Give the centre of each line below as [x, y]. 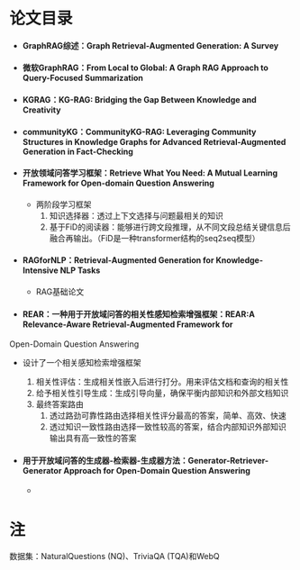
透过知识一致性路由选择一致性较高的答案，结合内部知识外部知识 [168, 427]
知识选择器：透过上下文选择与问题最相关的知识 [136, 215]
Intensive [40, 270]
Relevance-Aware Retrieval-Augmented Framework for [127, 324]
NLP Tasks [80, 270]
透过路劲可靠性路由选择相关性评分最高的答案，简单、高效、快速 [168, 416]
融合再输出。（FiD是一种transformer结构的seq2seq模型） [155, 238]
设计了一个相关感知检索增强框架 [82, 363]
